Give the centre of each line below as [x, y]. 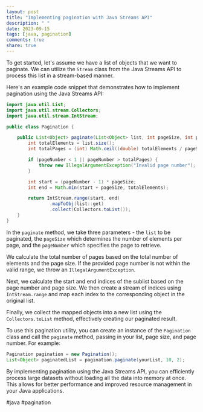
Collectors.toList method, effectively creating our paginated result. [92, 319]
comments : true [25, 40]
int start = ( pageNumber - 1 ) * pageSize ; [82, 182]
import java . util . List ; [36, 104]
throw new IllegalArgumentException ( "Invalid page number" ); [117, 165]
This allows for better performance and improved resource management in [99, 384]
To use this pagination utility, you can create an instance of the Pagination [99, 330]
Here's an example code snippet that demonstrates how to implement [93, 87]
